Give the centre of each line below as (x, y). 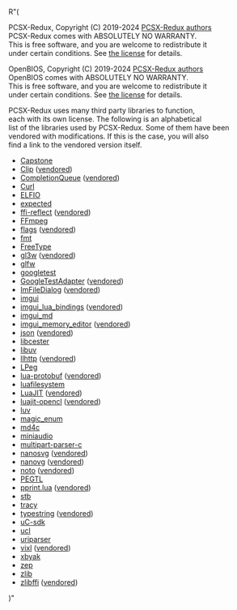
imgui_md (36, 316)
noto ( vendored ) (47, 470)
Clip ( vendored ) (46, 169)
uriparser (35, 539)
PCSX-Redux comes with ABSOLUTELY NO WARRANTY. (103, 36)
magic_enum (41, 419)
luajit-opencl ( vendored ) (60, 401)
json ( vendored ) (47, 333)
